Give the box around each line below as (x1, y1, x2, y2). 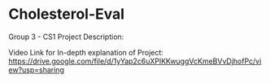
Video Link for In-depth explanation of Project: (8, 47, 164, 57)
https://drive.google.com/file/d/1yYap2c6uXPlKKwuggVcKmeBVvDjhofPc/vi (8, 56, 262, 66)
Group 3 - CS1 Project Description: (8, 32, 124, 41)
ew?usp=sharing (8, 64, 65, 74)
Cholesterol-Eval (8, 5, 124, 24)
